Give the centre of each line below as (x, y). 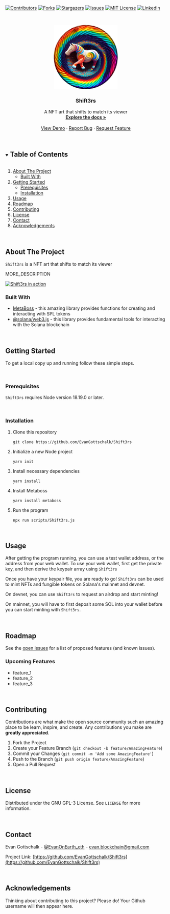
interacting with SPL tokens (41, 314)
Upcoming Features (30, 662)
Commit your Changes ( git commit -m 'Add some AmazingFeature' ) (83, 753)
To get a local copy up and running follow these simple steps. (70, 363)
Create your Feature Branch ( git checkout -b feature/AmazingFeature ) (88, 748)
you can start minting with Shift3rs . (43, 610)
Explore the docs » (86, 117)
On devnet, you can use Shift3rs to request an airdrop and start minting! (82, 594)
